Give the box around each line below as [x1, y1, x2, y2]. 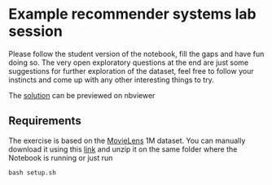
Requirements [8, 114, 81, 128]
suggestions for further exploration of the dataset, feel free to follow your [8, 66, 254, 75]
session [8, 22, 63, 41]
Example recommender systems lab [8, 5, 257, 24]
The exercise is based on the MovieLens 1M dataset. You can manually [8, 136, 246, 145]
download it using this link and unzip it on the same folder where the [8, 144, 238, 154]
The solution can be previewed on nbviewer [8, 90, 156, 100]
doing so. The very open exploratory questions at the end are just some [8, 58, 249, 67]
